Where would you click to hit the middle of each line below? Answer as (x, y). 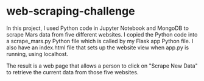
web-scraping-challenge (71, 11)
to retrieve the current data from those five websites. (72, 72)
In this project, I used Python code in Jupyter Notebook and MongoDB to (97, 28)
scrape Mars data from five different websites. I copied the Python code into (102, 34)
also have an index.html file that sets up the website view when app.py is (98, 48)
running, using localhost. (37, 54)
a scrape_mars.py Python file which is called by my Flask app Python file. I (100, 41)
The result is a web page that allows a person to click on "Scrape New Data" (102, 66)
